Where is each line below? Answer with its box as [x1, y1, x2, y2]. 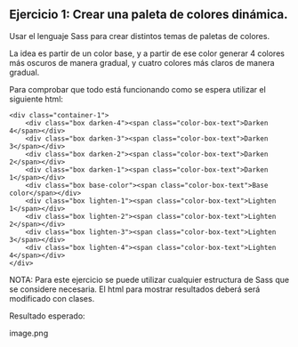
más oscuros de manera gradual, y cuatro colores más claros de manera [9, 57, 275, 68]
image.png [9, 327, 49, 338]
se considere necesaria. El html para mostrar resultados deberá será [9, 284, 261, 295]
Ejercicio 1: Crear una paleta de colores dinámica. [9, 7, 288, 22]
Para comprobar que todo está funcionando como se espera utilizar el [9, 84, 267, 94]
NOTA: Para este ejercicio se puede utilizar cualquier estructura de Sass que [9, 274, 290, 285]
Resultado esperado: [9, 311, 86, 321]
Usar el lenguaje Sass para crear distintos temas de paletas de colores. [9, 30, 270, 41]
